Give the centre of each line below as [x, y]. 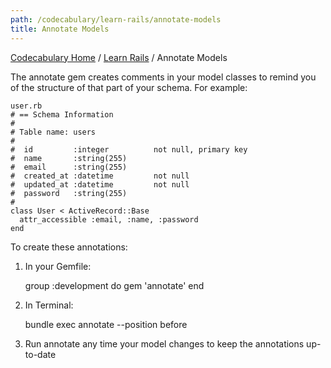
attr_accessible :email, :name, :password [109, 219]
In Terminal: [49, 305]
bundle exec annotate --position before [106, 324]
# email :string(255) [69, 167]
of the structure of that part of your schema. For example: [129, 87]
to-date [40, 354]
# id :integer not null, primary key [129, 149]
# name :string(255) [69, 158]
